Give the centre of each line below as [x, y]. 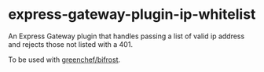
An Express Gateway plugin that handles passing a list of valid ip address [126, 36]
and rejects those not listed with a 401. [71, 44]
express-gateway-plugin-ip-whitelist [132, 14]
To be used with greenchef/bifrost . [64, 59]
